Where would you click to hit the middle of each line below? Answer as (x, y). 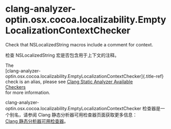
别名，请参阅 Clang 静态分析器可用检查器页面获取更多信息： (73, 115)
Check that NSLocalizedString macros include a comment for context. (79, 44)
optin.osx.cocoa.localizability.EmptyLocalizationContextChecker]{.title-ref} (85, 76)
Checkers (15, 87)
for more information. (28, 92)
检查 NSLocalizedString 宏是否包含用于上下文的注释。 (62, 55)
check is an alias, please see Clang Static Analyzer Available (69, 82)
